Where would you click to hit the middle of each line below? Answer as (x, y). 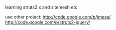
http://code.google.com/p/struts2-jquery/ (48, 22)
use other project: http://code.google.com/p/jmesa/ (58, 17)
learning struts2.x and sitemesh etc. (42, 7)
